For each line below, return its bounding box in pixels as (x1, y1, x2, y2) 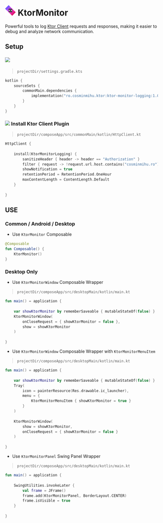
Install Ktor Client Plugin (11, 120, 69, 127)
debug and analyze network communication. (5, 28, 95, 34)
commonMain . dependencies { (22, 88, 77, 93)
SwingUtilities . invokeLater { (14, 483, 75, 488)
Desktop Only (5, 268, 38, 275)
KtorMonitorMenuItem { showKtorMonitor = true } (31, 398, 131, 404)
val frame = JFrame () (22, 488, 66, 493)
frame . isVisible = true (22, 498, 70, 503)
